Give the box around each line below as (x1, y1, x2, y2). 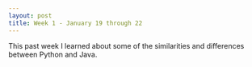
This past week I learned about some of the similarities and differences (8, 41, 245, 50)
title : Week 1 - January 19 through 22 (8, 19, 143, 27)
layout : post (8, 11, 52, 20)
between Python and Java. (8, 49, 98, 59)
